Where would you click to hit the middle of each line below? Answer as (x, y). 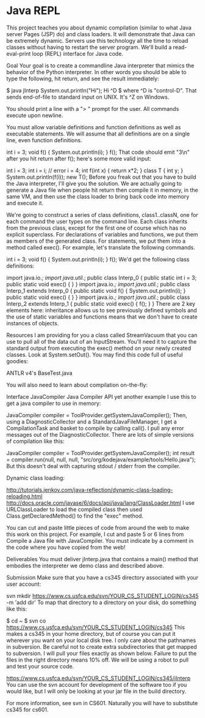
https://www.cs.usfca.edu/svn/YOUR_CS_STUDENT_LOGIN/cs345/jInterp (99, 678)
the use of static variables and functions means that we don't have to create (102, 317)
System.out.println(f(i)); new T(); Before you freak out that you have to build (101, 177)
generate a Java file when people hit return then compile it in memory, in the (102, 190)
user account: (24, 584)
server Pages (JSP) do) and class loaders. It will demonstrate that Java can (101, 34)
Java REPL (33, 11)
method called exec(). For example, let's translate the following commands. (101, 247)
